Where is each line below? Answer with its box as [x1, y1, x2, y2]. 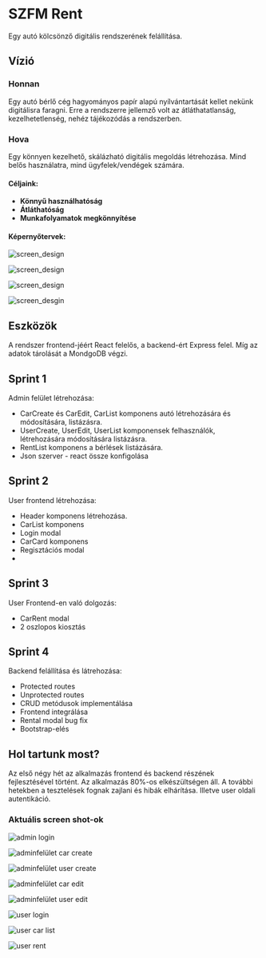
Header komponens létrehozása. [19, 511, 128, 521]
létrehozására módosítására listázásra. [19, 433, 148, 444]
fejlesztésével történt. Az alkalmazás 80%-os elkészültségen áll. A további [8, 777, 253, 787]
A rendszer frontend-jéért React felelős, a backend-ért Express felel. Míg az [8, 341, 258, 350]
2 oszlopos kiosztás [19, 621, 86, 632]
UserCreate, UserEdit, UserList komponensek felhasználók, [19, 425, 216, 435]
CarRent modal [19, 613, 69, 623]
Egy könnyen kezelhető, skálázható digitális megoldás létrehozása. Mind [8, 151, 246, 161]
